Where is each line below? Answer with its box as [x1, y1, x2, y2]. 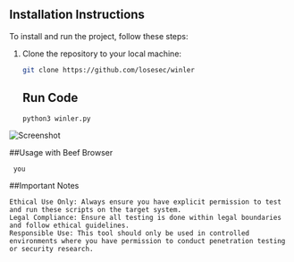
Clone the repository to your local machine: [21, 48, 181, 59]
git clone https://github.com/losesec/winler [21, 65, 195, 74]
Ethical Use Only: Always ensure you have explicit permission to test [9, 197, 281, 207]
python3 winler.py [21, 114, 91, 123]
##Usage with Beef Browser [9, 147, 113, 157]
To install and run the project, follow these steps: [9, 30, 189, 41]
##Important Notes [9, 180, 80, 190]
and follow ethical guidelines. [9, 221, 130, 230]
